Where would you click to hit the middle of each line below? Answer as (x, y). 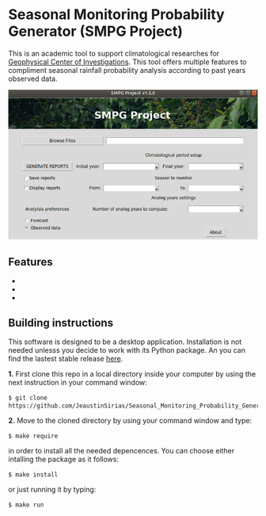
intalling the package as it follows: (63, 459)
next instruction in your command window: (78, 382)
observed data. (33, 78)
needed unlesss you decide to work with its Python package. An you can (127, 350)
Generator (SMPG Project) (96, 31)
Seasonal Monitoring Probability (116, 15)
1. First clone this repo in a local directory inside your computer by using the (132, 373)
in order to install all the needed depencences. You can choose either (122, 450)
